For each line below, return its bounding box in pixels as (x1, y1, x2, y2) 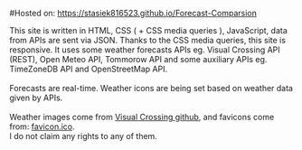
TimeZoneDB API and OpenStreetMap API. (9, 63, 168, 74)
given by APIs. (9, 92, 63, 103)
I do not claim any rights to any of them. (9, 131, 158, 141)
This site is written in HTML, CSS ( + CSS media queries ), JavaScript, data (9, 25, 288, 35)
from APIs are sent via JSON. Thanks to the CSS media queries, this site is (9, 35, 287, 45)
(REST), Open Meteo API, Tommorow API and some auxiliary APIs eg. (9, 54, 268, 64)
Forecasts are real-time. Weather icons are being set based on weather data (9, 83, 294, 93)
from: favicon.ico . (9, 121, 75, 132)
